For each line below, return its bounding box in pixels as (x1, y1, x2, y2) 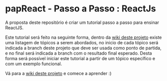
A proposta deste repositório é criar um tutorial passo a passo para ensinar (5, 19, 160, 25)
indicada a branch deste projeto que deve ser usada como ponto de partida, (5, 45, 162, 51)
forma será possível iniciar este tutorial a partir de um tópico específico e (5, 55, 156, 61)
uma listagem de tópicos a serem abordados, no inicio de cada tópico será (5, 39, 159, 45)
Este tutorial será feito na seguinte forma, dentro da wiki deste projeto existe (5, 34, 162, 40)
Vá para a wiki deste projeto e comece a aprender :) (5, 70, 112, 76)
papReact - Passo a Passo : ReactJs (5, 3, 156, 14)
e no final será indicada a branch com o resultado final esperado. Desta (5, 50, 152, 56)
